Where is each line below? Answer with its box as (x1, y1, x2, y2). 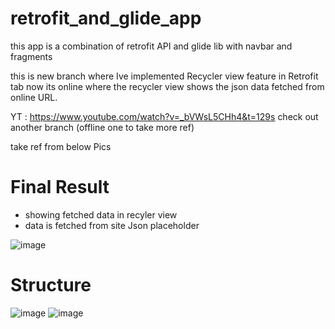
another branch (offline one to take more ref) (10, 121, 195, 133)
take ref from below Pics (10, 140, 112, 152)
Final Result (10, 176, 110, 199)
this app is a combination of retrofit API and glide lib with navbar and (10, 40, 293, 52)
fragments (10, 50, 53, 62)
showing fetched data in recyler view (24, 208, 178, 221)
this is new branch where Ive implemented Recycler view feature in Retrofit (10, 70, 319, 82)
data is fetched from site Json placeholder (24, 219, 200, 231)
